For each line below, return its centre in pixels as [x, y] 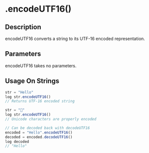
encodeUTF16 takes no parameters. [41, 66]
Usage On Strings [32, 81]
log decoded [17, 142]
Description [23, 27]
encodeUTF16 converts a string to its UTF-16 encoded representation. [75, 38]
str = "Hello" [19, 92]
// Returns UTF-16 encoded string [40, 101]
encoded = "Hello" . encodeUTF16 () [39, 133]
